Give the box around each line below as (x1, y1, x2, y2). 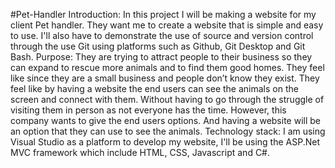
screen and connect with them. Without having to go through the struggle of (10, 94, 325, 105)
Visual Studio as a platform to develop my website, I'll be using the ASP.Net (10, 136, 320, 148)
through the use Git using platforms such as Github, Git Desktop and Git (10, 40, 306, 52)
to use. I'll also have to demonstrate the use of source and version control (10, 30, 314, 41)
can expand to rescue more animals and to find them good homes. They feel (10, 62, 325, 73)
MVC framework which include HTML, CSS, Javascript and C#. (10, 147, 271, 158)
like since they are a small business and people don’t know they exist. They (10, 72, 320, 84)
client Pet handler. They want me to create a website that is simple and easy (10, 19, 324, 31)
